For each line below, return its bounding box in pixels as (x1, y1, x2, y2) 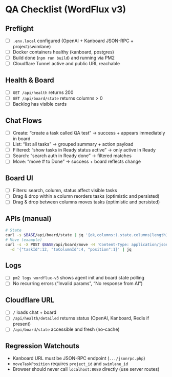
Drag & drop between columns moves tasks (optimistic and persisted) (12, 199, 160, 205)
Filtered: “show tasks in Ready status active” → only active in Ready (12, 147, 156, 153)
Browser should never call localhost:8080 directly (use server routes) (12, 366, 160, 372)
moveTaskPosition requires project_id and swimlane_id (12, 361, 128, 367)
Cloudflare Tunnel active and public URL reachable (12, 61, 120, 67)
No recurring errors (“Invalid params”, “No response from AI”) (12, 280, 143, 287)
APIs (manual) (5, 214, 52, 223)
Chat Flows (5, 116, 42, 125)
